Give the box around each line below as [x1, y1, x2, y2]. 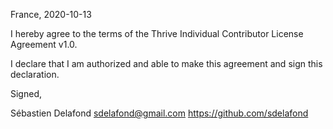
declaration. [10, 69, 60, 80]
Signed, [10, 88, 42, 99]
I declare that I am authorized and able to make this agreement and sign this [10, 58, 323, 69]
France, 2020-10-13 [10, 9, 92, 20]
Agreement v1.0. [10, 39, 78, 50]
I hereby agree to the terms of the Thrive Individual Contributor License [10, 28, 304, 39]
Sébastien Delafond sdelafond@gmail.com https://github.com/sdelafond [10, 107, 309, 119]
